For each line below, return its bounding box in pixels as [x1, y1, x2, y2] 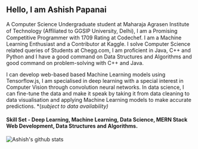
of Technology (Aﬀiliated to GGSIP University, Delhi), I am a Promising [6, 27, 178, 35]
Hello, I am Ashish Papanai [6, 5, 107, 15]
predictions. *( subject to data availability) [6, 103, 109, 110]
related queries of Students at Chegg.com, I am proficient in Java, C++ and [6, 46, 191, 54]
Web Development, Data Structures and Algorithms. [6, 122, 138, 130]
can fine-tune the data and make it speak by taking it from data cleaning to [6, 89, 190, 97]
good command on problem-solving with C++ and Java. [6, 59, 144, 66]
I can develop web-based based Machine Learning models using [6, 71, 166, 78]
